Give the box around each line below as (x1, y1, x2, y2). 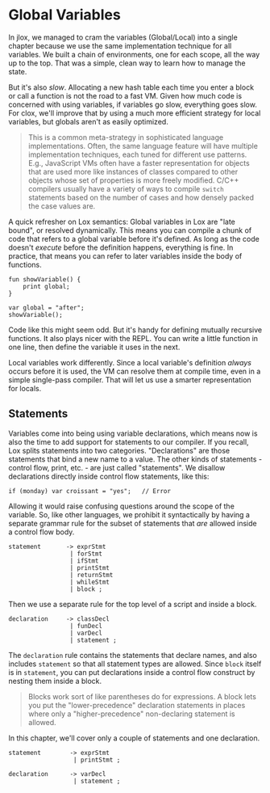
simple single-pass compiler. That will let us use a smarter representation (8, 374, 251, 385)
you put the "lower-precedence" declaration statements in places (27, 700, 246, 710)
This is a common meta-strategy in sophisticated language (27, 132, 224, 142)
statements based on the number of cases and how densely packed (27, 192, 255, 202)
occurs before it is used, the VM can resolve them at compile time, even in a (8, 366, 261, 376)
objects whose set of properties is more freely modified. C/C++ (27, 175, 239, 185)
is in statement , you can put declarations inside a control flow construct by (8, 667, 255, 677)
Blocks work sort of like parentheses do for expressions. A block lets (27, 691, 256, 701)
